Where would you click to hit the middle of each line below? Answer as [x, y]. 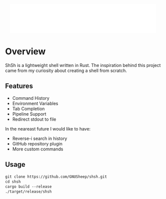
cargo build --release [28, 187]
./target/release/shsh [28, 192]
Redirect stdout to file [34, 119]
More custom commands [38, 149]
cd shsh [13, 182]
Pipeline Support [29, 114]
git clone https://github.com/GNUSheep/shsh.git [56, 177]
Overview [25, 52]
